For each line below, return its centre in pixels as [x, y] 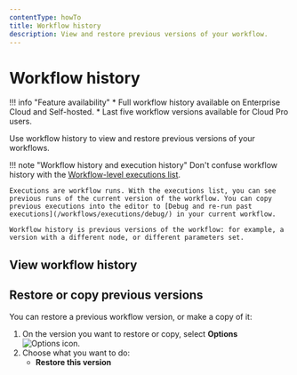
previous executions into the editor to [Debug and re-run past [131, 207]
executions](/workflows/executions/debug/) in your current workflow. [143, 214]
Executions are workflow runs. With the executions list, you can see [143, 191]
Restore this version [73, 362]
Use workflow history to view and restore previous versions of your [132, 139]
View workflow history [73, 264]
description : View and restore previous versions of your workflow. [139, 34]
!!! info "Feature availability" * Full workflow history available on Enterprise [145, 102]
